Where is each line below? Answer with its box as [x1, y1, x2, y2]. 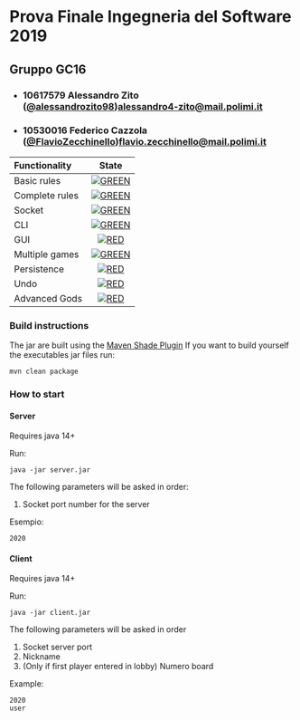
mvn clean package [9, 367, 79, 377]
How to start [9, 388, 65, 400]
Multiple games [14, 247, 80, 260]
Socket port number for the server [22, 499, 151, 510]
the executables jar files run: [9, 350, 116, 360]
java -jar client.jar [9, 609, 91, 618]
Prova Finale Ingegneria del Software [9, 6, 292, 27]
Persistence [14, 263, 65, 275]
